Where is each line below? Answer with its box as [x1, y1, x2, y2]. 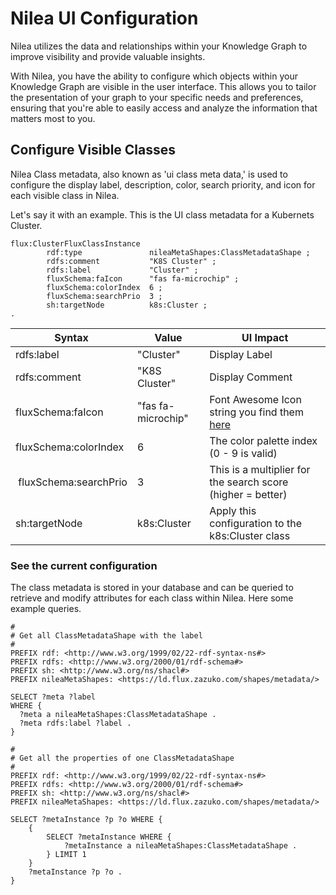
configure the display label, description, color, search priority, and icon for [10, 178, 316, 191]
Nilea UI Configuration [10, 7, 199, 30]
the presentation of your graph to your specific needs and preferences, [10, 91, 304, 103]
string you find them [209, 405, 304, 419]
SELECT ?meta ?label [10, 692, 97, 702]
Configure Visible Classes [10, 142, 177, 159]
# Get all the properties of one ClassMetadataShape [10, 753, 235, 764]
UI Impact [241, 330, 289, 344]
